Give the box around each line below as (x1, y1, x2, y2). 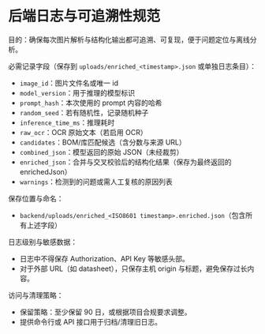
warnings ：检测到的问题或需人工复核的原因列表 (19, 177, 174, 186)
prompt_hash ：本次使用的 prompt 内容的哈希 (19, 98, 162, 107)
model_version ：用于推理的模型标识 (19, 88, 136, 97)
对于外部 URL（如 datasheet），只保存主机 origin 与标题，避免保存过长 (19, 264, 248, 273)
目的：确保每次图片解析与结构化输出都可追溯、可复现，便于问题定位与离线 (8, 35, 250, 44)
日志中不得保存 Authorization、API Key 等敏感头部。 (19, 253, 189, 263)
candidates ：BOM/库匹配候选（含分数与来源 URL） (19, 137, 187, 147)
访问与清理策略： (8, 290, 64, 300)
